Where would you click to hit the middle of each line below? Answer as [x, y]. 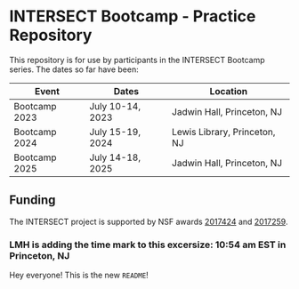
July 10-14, [114, 106]
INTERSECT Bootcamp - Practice [133, 16]
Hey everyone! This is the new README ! [79, 275]
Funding [32, 201]
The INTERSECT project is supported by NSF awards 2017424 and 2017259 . [149, 221]
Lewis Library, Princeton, [224, 132]
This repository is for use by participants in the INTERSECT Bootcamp [137, 60]
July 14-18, [114, 157]
